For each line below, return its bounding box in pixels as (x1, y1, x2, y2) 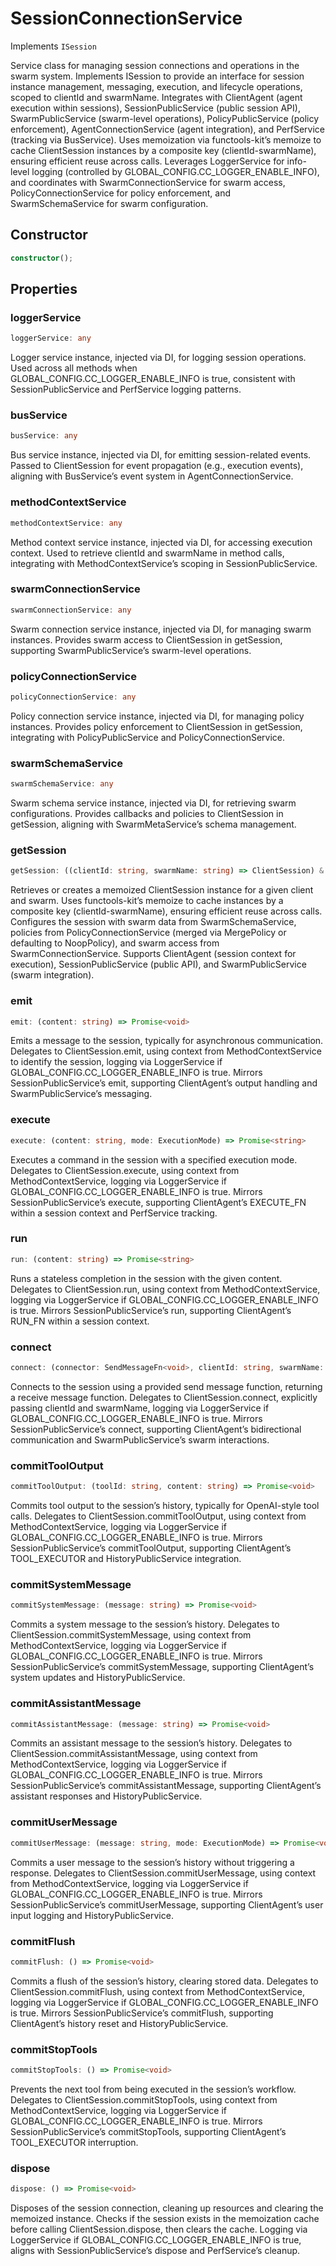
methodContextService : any (10, 518, 123, 528)
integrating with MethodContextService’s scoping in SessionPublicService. (10, 557, 318, 569)
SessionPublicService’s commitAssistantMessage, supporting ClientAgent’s (10, 1780, 322, 1792)
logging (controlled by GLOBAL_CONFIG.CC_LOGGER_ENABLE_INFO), (31, 165, 320, 177)
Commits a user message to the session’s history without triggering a (10, 1856, 295, 1868)
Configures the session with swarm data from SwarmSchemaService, (10, 916, 297, 928)
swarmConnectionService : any (10, 605, 132, 615)
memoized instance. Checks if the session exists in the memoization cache (10, 2213, 320, 2225)
